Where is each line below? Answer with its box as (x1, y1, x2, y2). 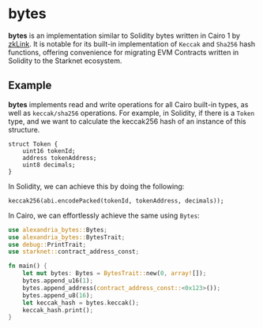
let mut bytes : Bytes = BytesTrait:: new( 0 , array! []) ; (22, 270, 207, 278)
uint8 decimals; (22, 161, 77, 169)
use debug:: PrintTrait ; (8, 240, 87, 248)
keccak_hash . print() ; (22, 306, 93, 314)
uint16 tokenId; (22, 147, 77, 155)
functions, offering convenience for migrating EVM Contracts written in (8, 47, 239, 57)
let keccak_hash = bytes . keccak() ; (22, 299, 140, 307)
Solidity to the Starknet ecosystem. (8, 56, 122, 65)
